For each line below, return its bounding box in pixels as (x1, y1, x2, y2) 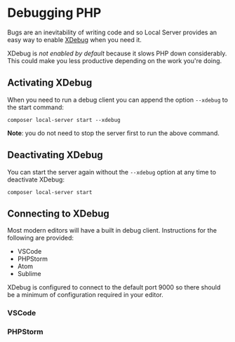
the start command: (7, 103, 65, 111)
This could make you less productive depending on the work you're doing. (7, 56, 222, 64)
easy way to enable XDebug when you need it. (7, 35, 142, 43)
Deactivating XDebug (7, 149, 103, 161)
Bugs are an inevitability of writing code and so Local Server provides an (7, 28, 217, 36)
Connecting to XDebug (7, 207, 110, 219)
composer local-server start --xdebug (7, 116, 121, 123)
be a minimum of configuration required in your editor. (7, 291, 163, 299)
